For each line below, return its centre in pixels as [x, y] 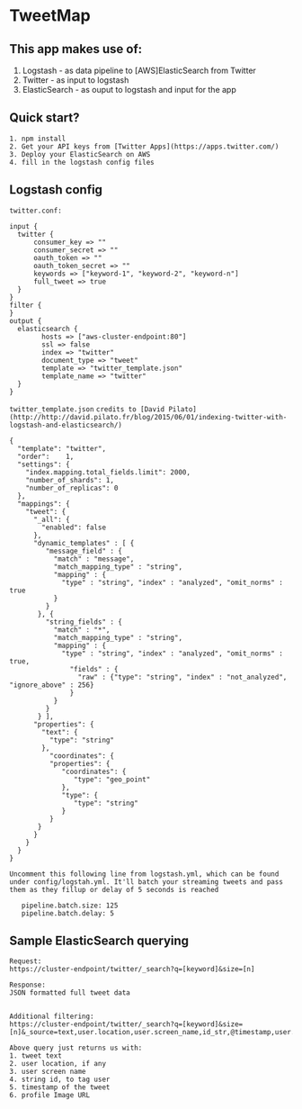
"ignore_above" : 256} [52, 685]
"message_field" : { [84, 551]
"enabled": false [74, 527]
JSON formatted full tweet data [70, 993]
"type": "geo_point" [112, 780]
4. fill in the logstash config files [82, 162]
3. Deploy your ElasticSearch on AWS [80, 154]
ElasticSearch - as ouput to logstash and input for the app [129, 90]
